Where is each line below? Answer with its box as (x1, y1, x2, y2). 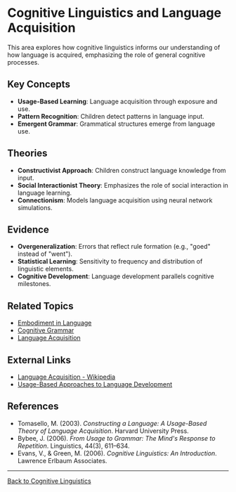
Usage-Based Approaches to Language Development (17, 380, 173, 388)
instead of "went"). (17, 250, 72, 258)
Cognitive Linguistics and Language (7, 5, 222, 21)
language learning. (17, 188, 72, 197)
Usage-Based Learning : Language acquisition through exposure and (17, 97, 218, 105)
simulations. (17, 203, 53, 212)
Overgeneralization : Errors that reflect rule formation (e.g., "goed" (17, 242, 211, 251)
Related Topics (7, 300, 74, 312)
